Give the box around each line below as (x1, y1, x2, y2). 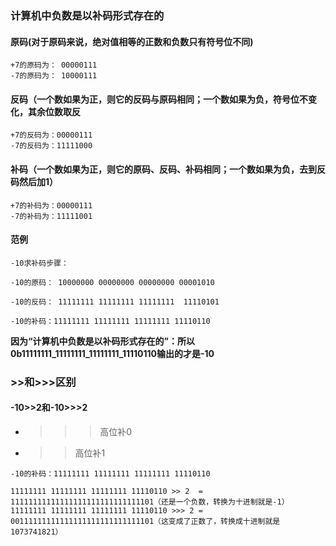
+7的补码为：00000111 (10, 200, 93, 211)
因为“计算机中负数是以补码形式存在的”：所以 (10, 335, 196, 347)
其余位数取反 (27, 105, 81, 117)
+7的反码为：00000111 (10, 130, 93, 141)
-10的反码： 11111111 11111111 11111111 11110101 (10, 297, 220, 307)
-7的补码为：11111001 (10, 211, 93, 221)
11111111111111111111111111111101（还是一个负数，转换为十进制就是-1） (10, 497, 290, 507)
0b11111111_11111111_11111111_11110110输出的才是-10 (10, 347, 215, 359)
